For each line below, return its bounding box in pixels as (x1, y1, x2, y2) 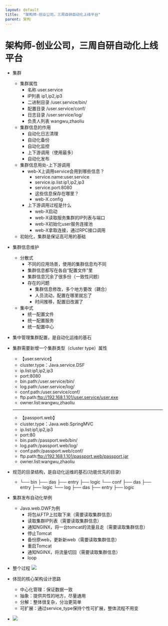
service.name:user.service (34, 174, 89, 180)
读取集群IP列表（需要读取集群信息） (27, 518, 102, 524)
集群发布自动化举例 (12, 495, 52, 501)
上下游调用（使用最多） (27, 149, 76, 155)
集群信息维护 (12, 244, 39, 250)
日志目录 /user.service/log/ (27, 112, 83, 118)
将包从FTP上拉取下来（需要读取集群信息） (27, 512, 115, 518)
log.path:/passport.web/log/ (19, 442, 78, 449)
